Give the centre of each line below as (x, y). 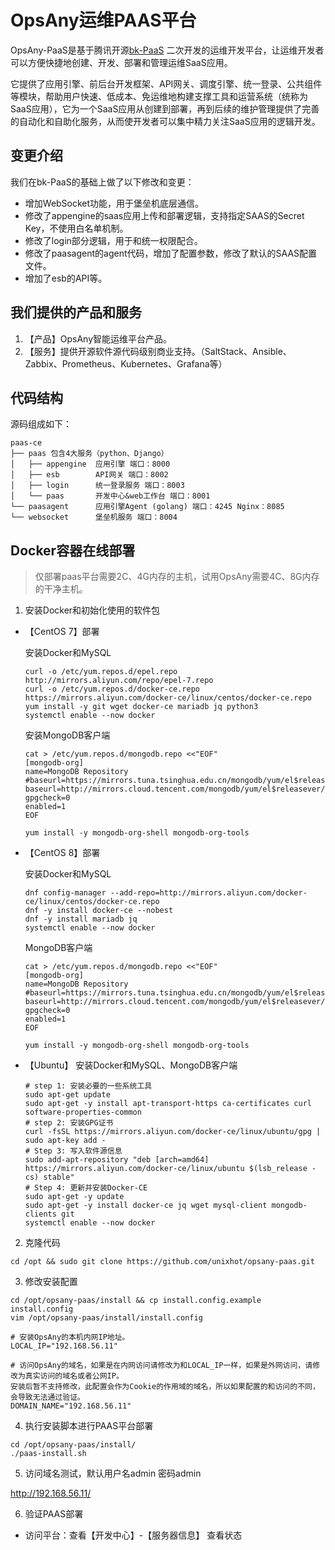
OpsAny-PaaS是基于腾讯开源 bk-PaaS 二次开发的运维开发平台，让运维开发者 (167, 50)
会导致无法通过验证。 (47, 1397)
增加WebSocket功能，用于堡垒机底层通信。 (114, 203)
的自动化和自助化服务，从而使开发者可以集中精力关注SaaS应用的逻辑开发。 (165, 121)
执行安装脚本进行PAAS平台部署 (89, 1426)
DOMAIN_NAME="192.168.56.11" (71, 1406)
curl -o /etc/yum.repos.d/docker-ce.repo (112, 689)
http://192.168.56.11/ (51, 1493)
